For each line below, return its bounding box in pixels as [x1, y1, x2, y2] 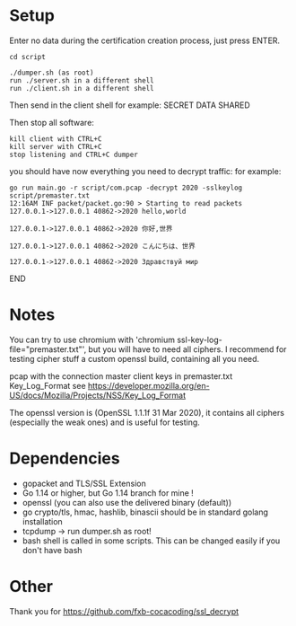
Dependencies [9, 448, 120, 469]
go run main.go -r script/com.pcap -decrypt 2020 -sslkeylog [9, 183, 243, 192]
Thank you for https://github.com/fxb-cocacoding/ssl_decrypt [9, 605, 239, 616]
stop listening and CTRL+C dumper [9, 150, 139, 159]
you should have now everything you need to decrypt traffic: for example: [9, 165, 282, 176]
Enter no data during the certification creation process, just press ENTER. [9, 35, 281, 46]
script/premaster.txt [9, 190, 91, 200]
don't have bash [22, 544, 83, 555]
